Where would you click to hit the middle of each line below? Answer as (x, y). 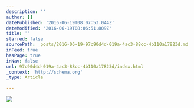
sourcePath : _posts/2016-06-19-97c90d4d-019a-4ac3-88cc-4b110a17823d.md (97, 45)
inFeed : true (22, 50)
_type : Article (25, 77)
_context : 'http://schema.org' (45, 72)
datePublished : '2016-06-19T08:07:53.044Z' (60, 22)
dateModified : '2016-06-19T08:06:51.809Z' (59, 28)
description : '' (26, 12)
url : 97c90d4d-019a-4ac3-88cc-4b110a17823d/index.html (75, 66)
